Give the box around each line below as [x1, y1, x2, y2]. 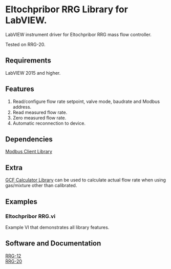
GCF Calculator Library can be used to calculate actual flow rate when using [5, 177, 166, 183]
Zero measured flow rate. [12, 114, 67, 121]
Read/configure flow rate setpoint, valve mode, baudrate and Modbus [12, 98, 160, 105]
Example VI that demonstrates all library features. [5, 224, 110, 230]
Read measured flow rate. [12, 109, 68, 115]
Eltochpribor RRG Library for [5, 4, 128, 15]
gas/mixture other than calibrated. [5, 182, 77, 189]
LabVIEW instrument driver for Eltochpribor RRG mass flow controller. [5, 31, 152, 37]
